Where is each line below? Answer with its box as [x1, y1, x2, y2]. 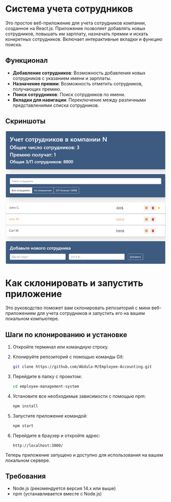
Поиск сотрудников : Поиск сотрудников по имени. [12, 91, 126, 97]
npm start [12, 423, 34, 428]
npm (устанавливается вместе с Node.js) [12, 491, 102, 497]
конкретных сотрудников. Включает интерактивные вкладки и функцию [5, 36, 163, 42]
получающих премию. [12, 86, 62, 92]
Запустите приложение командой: [12, 412, 88, 419]
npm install [12, 403, 38, 408]
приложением [5, 310, 36, 316]
